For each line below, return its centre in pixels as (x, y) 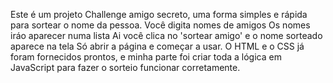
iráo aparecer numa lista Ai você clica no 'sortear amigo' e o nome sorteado (166, 35)
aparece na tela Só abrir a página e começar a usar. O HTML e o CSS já (157, 46)
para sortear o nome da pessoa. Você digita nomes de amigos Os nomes (160, 25)
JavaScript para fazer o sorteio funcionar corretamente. (125, 67)
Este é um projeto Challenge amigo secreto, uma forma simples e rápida (159, 14)
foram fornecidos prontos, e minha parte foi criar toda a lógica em (146, 57)
